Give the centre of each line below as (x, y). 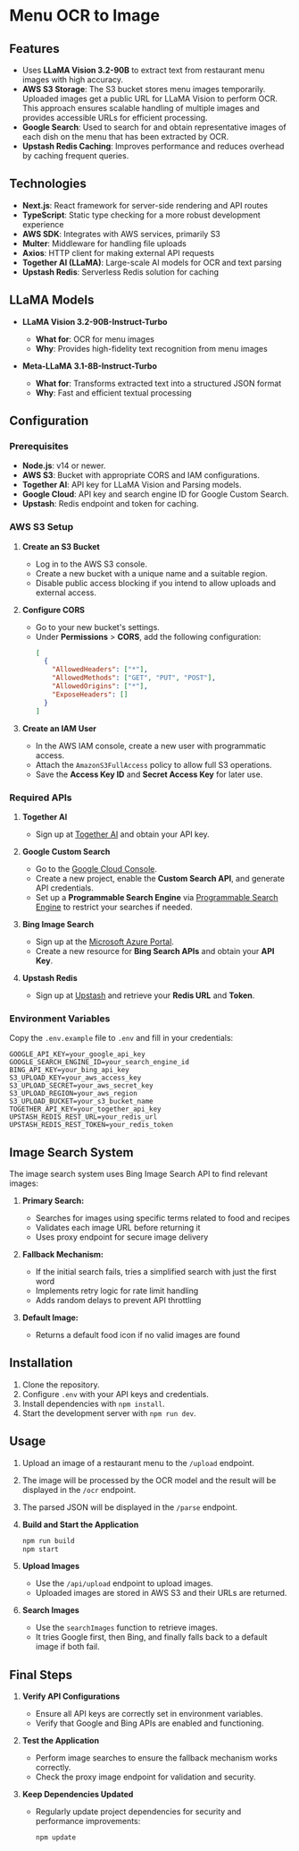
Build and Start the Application (80, 1524)
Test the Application (61, 1741)
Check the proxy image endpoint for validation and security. (145, 1777)
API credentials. (64, 888)
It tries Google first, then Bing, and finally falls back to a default (151, 1637)
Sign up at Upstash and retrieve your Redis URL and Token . (145, 995)
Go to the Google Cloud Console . (96, 868)
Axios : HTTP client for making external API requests (118, 252)
